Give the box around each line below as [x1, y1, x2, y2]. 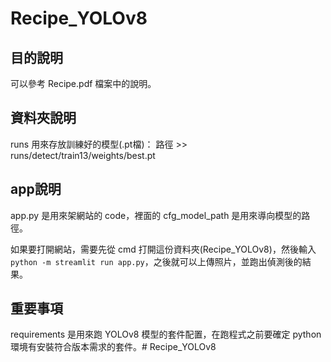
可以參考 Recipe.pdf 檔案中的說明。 [10, 78, 157, 89]
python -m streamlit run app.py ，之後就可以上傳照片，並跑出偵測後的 [10, 255, 303, 267]
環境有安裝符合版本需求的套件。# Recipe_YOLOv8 [10, 341, 217, 353]
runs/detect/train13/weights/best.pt [10, 149, 156, 161]
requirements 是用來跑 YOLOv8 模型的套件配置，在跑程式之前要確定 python [10, 328, 322, 341]
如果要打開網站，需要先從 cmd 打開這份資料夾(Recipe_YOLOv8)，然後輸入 [10, 243, 317, 255]
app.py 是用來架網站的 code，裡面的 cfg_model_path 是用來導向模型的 [10, 209, 302, 221]
